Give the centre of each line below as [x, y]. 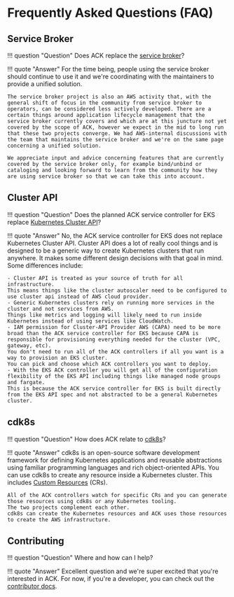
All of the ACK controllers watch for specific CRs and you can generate [117, 495]
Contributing [36, 541]
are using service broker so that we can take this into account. [106, 176]
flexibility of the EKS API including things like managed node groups [114, 376]
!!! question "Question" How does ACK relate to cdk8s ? [87, 439]
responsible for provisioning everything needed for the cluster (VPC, [114, 339]
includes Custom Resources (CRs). [57, 482]
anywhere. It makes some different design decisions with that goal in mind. [115, 258]
